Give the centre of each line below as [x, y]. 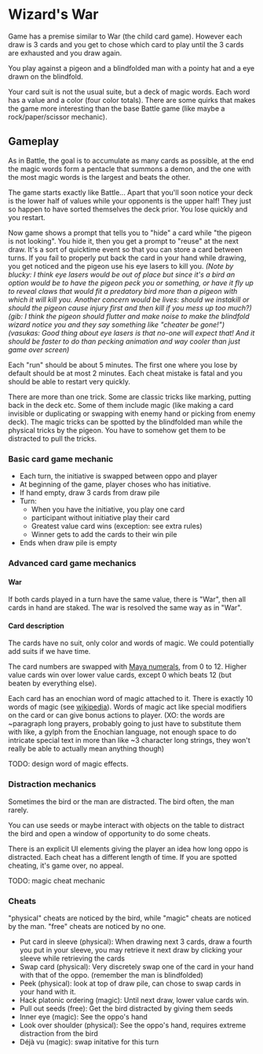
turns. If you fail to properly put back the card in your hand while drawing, [127, 258]
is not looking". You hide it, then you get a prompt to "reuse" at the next [124, 241]
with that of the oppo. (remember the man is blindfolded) [111, 975]
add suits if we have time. [49, 652]
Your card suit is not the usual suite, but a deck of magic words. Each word [129, 91]
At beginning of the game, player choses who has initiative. [115, 484]
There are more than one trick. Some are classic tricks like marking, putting [130, 397]
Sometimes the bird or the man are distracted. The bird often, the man [121, 801]
